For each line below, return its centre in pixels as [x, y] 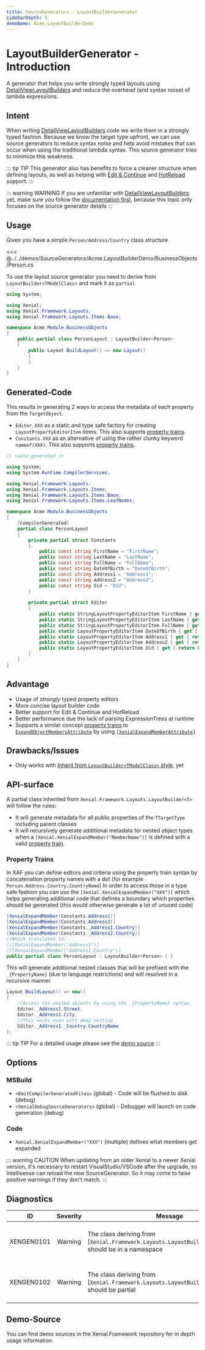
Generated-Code [39, 392]
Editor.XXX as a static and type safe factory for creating [85, 425]
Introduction [38, 66]
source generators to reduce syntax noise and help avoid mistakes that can [101, 144]
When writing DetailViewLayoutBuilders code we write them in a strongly [98, 130]
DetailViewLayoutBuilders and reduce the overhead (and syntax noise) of [98, 90]
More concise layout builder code [57, 705]
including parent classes [46, 824]
